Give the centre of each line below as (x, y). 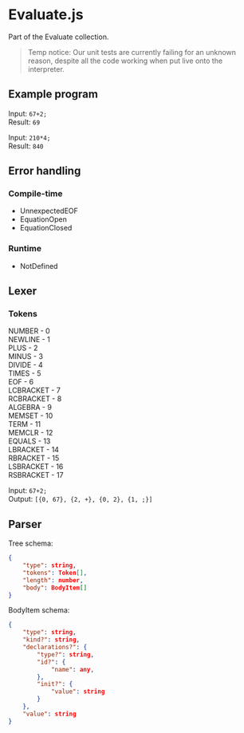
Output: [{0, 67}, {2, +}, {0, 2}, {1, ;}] (81, 499)
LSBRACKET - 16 (36, 467)
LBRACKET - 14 (34, 450)
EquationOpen (43, 219)
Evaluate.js (46, 15)
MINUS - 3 (26, 357)
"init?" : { (55, 684)
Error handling (45, 171)
